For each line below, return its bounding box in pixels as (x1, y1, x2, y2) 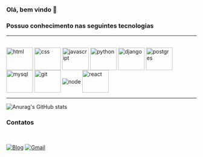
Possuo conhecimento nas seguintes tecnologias (6, 21, 154, 29)
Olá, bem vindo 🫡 (6, 5, 57, 14)
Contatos (6, 119, 34, 127)
